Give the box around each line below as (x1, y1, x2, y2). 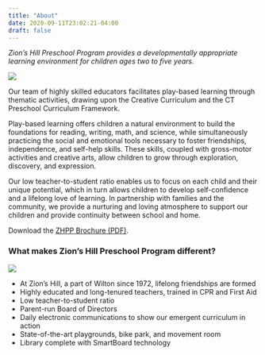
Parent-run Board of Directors (19, 303, 117, 314)
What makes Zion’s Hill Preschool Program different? (8, 245, 217, 257)
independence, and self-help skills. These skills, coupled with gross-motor (8, 145, 252, 154)
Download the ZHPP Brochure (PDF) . (8, 226, 129, 235)
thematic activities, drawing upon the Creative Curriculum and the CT (8, 95, 236, 105)
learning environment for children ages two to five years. (8, 56, 194, 66)
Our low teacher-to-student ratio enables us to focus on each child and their (8, 176, 258, 187)
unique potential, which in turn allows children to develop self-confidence (8, 185, 248, 195)
